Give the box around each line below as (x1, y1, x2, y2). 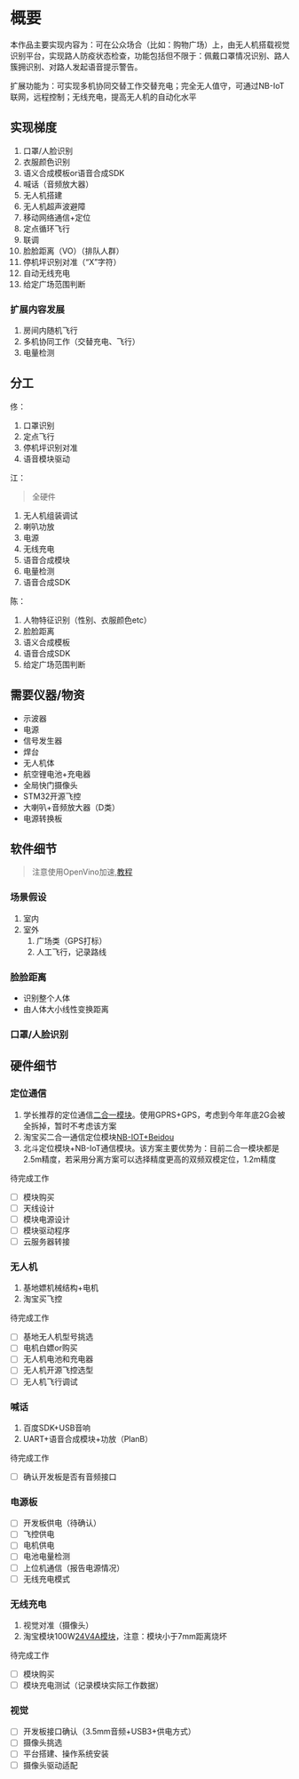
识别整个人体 (22, 993, 70, 1003)
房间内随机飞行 (22, 326, 78, 336)
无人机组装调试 (22, 510, 78, 520)
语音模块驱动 (22, 453, 70, 463)
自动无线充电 (22, 268, 70, 278)
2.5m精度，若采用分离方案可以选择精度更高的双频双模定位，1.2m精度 (22, 1154, 277, 1164)
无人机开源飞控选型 (22, 1364, 94, 1375)
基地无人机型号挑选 (22, 1332, 94, 1342)
